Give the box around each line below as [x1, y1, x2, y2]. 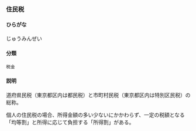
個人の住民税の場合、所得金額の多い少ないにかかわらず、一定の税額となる [6, 111, 185, 118]
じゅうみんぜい [6, 35, 42, 42]
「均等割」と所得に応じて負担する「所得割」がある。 [6, 119, 135, 126]
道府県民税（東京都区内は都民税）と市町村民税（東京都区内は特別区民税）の [6, 91, 191, 98]
